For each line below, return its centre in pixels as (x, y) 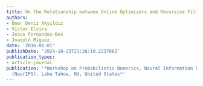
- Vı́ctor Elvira (27, 29)
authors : (17, 18)
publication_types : (31, 57)
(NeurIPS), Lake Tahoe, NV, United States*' (69, 74)
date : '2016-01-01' (31, 46)
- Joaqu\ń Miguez (28, 40)
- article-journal (29, 62)
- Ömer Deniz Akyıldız (35, 23)
